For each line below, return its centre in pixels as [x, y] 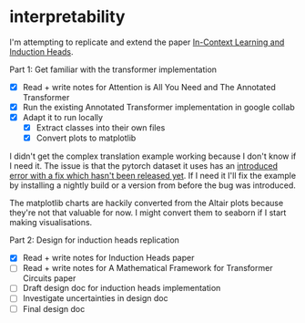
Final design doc [54, 308]
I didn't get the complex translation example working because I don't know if [153, 156]
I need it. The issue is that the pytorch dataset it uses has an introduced [143, 166]
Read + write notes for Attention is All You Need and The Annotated [149, 87]
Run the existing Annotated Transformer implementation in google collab [159, 107]
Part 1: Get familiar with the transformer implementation [113, 69]
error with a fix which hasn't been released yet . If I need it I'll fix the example [153, 176]
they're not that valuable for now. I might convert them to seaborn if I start [148, 213]
